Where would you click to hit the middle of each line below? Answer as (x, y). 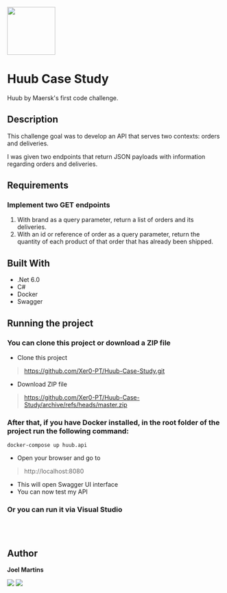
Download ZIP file (42, 384)
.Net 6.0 (28, 280)
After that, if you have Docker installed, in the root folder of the (113, 422)
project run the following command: (68, 431)
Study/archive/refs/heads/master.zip (75, 404)
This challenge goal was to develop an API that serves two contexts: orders (113, 136)
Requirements (38, 185)
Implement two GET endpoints (59, 205)
